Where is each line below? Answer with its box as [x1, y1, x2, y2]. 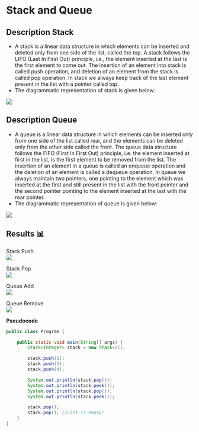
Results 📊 [6, 229, 44, 239]
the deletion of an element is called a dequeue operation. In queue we [14, 168, 185, 175]
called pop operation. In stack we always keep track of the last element [14, 75, 189, 81]
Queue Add [6, 282, 34, 289]
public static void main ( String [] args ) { [17, 339, 123, 345]
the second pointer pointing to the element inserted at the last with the [14, 187, 187, 194]
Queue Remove [6, 299, 44, 307]
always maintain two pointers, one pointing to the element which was [14, 175, 184, 182]
